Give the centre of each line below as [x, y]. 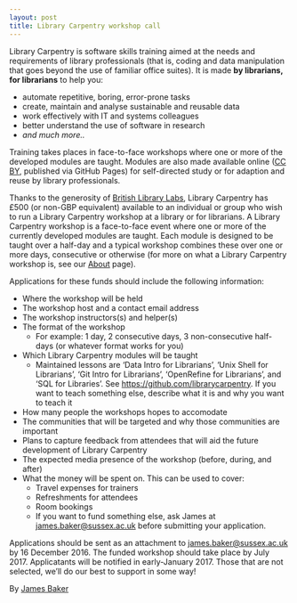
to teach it [54, 403]
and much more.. [53, 134]
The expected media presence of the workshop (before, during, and [147, 459]
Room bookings [64, 506]
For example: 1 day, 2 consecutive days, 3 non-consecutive [144, 336]
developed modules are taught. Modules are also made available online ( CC [148, 161]
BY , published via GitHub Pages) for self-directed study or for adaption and [147, 171]
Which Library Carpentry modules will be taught [110, 355]
